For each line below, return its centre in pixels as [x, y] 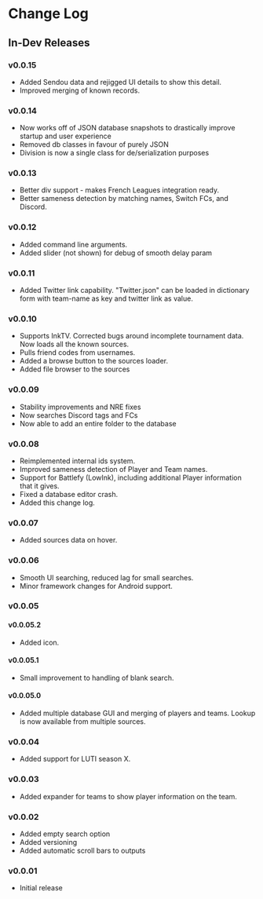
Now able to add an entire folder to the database [98, 423]
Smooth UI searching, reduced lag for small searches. [106, 577]
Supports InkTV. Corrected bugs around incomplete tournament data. [131, 336]
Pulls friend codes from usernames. [77, 353]
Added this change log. [57, 502]
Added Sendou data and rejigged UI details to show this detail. [121, 82]
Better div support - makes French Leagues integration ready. [119, 190]
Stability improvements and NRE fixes [80, 407]
